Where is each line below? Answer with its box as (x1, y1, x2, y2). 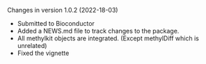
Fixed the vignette (17, 49, 70, 57)
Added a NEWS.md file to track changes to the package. (17, 27, 180, 35)
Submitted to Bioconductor (17, 19, 95, 27)
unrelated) (17, 42, 47, 49)
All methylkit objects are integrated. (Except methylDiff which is (17, 34, 200, 42)
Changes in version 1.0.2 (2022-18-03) (7, 6, 118, 14)
